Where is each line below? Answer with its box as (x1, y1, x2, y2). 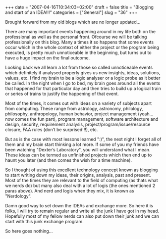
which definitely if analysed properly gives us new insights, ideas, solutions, (5, 70, 160, 76)
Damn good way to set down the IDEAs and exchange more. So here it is (5, 203, 154, 208)
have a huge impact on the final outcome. (5, 55, 90, 61)
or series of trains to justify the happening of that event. (5, 91, 119, 96)
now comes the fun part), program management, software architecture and (5, 116, 159, 122)
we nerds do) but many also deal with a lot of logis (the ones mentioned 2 (5, 183, 156, 189)
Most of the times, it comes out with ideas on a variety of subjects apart (5, 100, 152, 106)
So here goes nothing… (5, 228, 53, 234)
